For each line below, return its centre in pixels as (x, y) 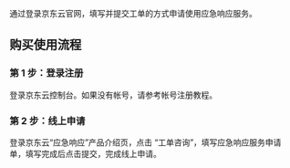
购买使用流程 (46, 45)
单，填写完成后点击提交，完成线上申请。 (85, 153)
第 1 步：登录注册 (47, 73)
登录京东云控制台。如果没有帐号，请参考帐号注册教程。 (113, 95)
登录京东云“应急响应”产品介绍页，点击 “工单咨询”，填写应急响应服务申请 (145, 142)
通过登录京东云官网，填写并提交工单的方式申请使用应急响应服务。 (133, 13)
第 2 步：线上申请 (47, 121)
